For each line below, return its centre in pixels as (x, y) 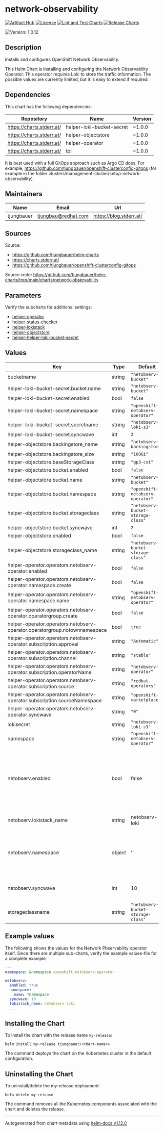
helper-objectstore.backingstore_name (53, 444)
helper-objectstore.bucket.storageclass (53, 513)
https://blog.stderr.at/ (118, 216)
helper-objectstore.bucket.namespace (52, 494)
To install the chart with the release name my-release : (59, 1035)
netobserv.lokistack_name (38, 820)
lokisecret (19, 724)
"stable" (141, 655)
